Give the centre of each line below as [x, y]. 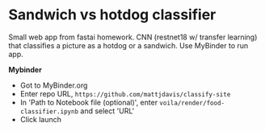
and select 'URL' [107, 111]
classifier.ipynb [49, 111]
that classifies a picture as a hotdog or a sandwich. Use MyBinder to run [128, 45]
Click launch [41, 119]
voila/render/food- [192, 103]
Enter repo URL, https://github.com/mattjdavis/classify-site [125, 93]
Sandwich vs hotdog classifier [112, 15]
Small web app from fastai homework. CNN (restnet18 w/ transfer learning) [133, 37]
